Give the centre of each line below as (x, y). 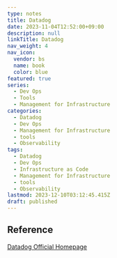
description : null (34, 33)
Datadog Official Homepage (47, 246)
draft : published (32, 202)
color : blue (31, 72)
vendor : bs (29, 59)
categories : (24, 111)
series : (18, 85)
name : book (29, 66)
